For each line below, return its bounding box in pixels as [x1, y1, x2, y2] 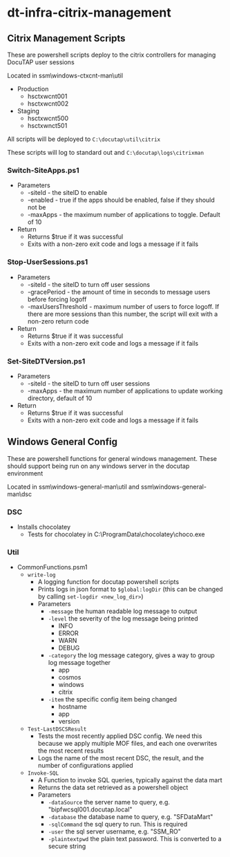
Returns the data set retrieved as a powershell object [37, 783, 189, 792]
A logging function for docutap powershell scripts [37, 578, 180, 586]
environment [7, 469, 44, 478]
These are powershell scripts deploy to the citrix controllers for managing [7, 50, 216, 59]
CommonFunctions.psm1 [17, 563, 88, 572]
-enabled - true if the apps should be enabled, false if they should [27, 196, 215, 205]
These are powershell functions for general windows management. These [7, 454, 218, 462]
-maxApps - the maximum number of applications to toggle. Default [27, 211, 221, 219]
